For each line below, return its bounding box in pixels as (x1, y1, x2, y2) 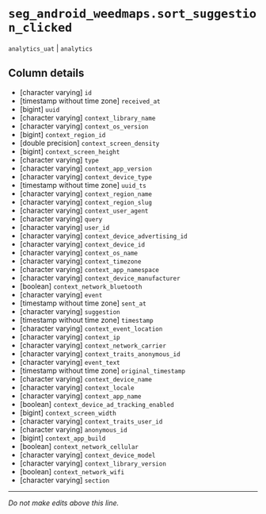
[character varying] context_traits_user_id (19, 416, 163, 426)
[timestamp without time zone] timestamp (19, 315, 154, 324)
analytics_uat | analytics (8, 43, 93, 53)
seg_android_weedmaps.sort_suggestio (8, 6, 257, 21)
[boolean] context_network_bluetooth (19, 281, 142, 291)
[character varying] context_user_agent (19, 205, 149, 215)
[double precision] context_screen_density (19, 138, 160, 148)
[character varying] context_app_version (19, 163, 153, 173)
